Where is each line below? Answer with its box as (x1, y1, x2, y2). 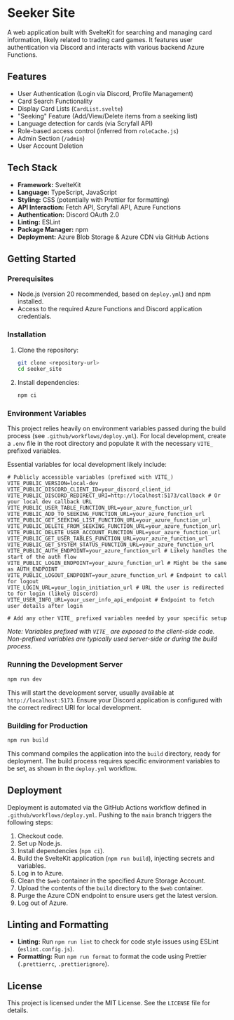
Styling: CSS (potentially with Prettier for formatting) (17, 195, 170, 204)
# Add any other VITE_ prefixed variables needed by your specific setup (7, 615, 228, 622)
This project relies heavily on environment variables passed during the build (7, 424, 226, 433)
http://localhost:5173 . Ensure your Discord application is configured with (7, 695, 223, 704)
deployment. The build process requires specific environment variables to (7, 756, 221, 765)
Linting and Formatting (7, 919, 109, 931)
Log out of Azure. (17, 899, 69, 907)
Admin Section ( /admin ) (17, 134, 85, 142)
